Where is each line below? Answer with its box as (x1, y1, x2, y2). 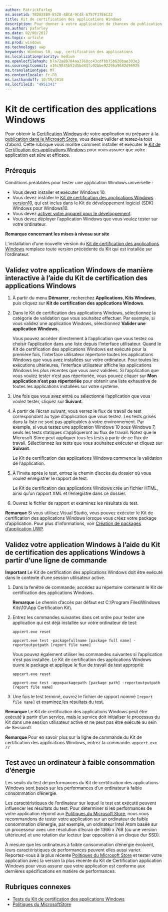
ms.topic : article (5, 36, 43, 41)
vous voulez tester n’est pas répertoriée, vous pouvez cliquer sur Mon (12, 373, 157, 379)
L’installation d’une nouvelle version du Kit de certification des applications (5, 241, 159, 247)
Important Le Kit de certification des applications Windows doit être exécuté (5, 569, 163, 575)
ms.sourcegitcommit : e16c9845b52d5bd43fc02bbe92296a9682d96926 (5, 63, 140, 68)
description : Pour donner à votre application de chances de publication (5, 21, 162, 27)
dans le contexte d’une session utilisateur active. (5, 574, 105, 580)
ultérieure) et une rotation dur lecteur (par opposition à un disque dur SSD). (5, 832, 160, 838)
